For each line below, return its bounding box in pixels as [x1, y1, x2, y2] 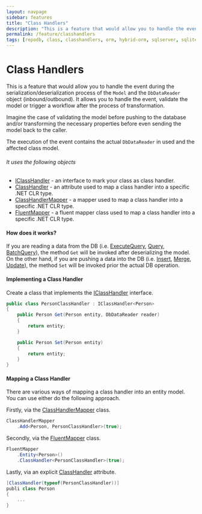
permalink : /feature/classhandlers [6, 31, 96, 37]
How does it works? [6, 229, 57, 236]
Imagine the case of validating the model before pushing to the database [6, 113, 186, 121]
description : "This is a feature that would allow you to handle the [6, 25, 185, 32]
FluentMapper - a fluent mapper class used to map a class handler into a [14, 209, 195, 216]
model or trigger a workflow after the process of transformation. [6, 102, 165, 109]
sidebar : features [6, 14, 52, 20]
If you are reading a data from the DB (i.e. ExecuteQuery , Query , [6, 242, 165, 250]
